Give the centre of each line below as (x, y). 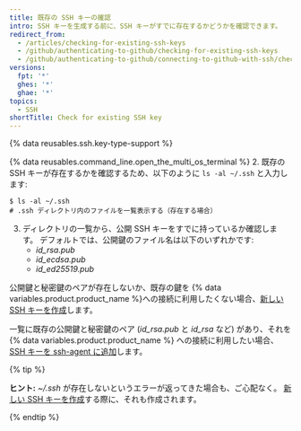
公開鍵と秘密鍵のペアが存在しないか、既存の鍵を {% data (116, 287)
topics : (24, 101)
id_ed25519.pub (65, 269)
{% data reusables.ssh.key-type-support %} (91, 144)
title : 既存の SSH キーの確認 (60, 18)
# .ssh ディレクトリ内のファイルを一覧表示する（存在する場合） (113, 211)
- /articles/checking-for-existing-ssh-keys (102, 43)
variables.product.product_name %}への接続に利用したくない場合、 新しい (146, 299)
